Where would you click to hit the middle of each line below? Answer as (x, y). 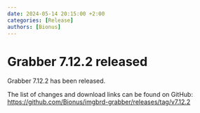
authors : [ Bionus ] (34, 27)
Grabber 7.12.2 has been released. (56, 81)
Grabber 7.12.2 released (78, 61)
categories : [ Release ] (40, 20)
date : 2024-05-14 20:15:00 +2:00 (56, 14)
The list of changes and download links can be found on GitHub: (100, 95)
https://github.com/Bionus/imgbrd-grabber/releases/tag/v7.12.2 (99, 102)
